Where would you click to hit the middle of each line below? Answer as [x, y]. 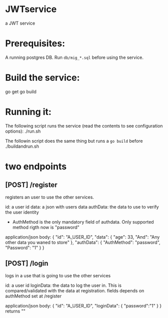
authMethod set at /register [33, 296]
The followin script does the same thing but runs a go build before [74, 141]
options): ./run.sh [23, 131]
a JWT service [20, 23]
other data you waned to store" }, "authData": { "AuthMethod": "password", [83, 242]
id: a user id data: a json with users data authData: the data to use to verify [82, 206]
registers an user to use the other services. [50, 197]
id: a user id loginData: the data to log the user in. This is [63, 285]
